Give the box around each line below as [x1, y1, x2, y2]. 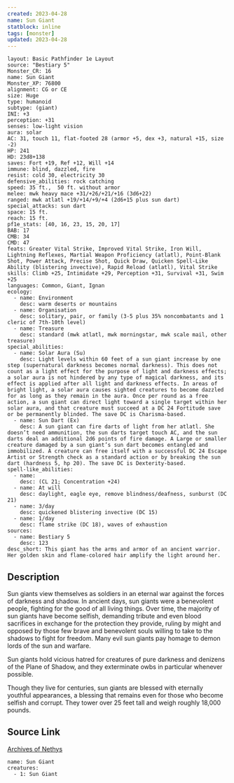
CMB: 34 [7, 233, 30, 240]
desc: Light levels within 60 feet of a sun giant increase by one [20, 356, 221, 363]
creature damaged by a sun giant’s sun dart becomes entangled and [7, 442, 209, 449]
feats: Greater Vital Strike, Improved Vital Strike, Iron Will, [7, 246, 202, 253]
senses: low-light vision [7, 123, 83, 130]
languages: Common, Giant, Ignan [7, 282, 105, 289]
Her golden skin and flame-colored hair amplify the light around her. [7, 552, 221, 559]
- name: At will [13, 485, 61, 492]
